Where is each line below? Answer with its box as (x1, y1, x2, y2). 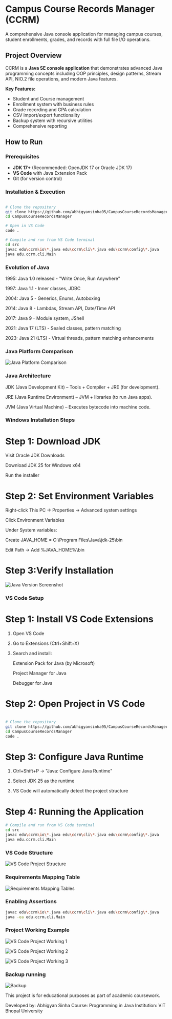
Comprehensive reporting (12, 123, 68, 129)
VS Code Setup (5, 595, 44, 602)
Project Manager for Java (12, 670, 67, 677)
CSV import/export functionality (12, 112, 80, 118)
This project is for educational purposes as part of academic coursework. (5, 992, 160, 998)
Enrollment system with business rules (12, 101, 94, 107)
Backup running (5, 971, 46, 978)
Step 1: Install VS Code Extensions (5, 614, 154, 625)
